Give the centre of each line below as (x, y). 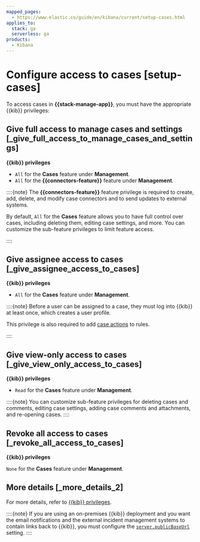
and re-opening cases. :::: (38, 414)
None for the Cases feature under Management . (65, 469)
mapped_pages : (24, 12)
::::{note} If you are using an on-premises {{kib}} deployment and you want (98, 513)
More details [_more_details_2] (65, 488)
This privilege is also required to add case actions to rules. (78, 325)
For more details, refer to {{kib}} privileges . (59, 502)
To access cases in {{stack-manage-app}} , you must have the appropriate (99, 104)
